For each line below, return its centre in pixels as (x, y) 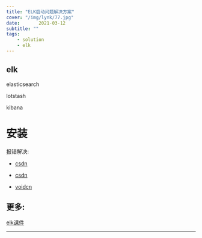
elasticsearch (23, 84)
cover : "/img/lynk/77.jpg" (40, 17)
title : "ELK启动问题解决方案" (41, 12)
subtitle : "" (23, 29)
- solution (31, 40)
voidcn (23, 186)
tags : (13, 34)
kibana (14, 107)
